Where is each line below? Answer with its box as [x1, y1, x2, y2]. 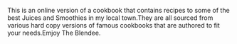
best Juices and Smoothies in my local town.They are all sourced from [7, 13, 214, 22]
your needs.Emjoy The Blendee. [7, 28, 101, 37]
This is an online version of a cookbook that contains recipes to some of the [7, 6, 230, 14]
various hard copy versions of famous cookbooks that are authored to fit [7, 21, 221, 29]
